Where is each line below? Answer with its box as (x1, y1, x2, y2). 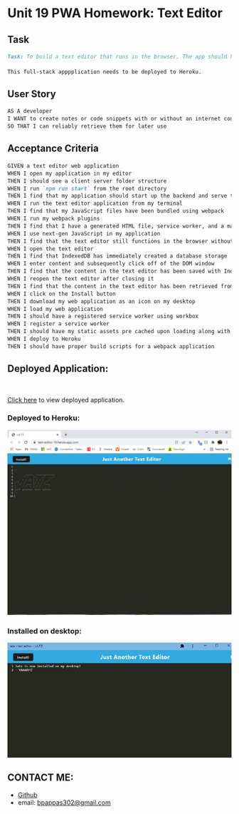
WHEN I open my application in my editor (7, 170, 132, 177)
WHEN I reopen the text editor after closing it (7, 275, 154, 283)
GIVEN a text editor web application (7, 162, 119, 169)
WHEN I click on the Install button (7, 290, 116, 297)
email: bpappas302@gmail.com (17, 798, 112, 807)
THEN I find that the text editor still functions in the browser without (7, 238, 234, 245)
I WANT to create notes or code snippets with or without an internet (7, 116, 221, 123)
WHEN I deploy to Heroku (7, 335, 81, 342)
